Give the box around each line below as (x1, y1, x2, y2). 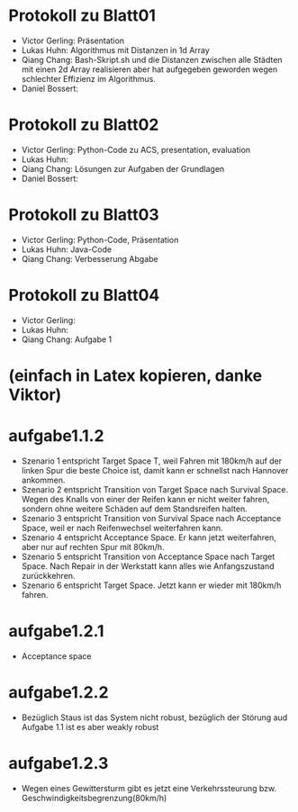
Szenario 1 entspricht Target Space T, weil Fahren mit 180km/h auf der (21, 456, 283, 466)
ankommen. (21, 474, 66, 485)
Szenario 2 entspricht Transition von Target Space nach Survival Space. (21, 483, 289, 495)
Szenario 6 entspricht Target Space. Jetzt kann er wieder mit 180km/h (21, 580, 282, 591)
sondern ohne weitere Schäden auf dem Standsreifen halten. (21, 503, 248, 514)
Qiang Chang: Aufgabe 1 (21, 334, 113, 345)
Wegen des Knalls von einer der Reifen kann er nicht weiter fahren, (21, 493, 270, 504)
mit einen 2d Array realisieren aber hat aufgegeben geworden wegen (21, 64, 278, 75)
